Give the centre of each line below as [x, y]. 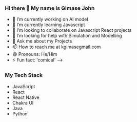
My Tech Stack [24, 75]
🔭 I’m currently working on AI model [50, 19]
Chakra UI [23, 103]
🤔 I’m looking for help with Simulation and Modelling [67, 36]
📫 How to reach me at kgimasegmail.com [56, 47]
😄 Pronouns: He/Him [35, 54]
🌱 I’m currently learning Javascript [48, 25]
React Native [26, 97]
